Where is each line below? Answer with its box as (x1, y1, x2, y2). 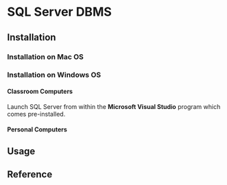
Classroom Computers (7, 87, 73, 96)
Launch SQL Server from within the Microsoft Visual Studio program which (7, 102, 221, 110)
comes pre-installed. (7, 110, 66, 118)
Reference (7, 169, 53, 180)
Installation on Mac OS (7, 52, 84, 62)
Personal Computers (7, 125, 67, 134)
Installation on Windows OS (7, 70, 101, 79)
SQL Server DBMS (7, 4, 112, 20)
